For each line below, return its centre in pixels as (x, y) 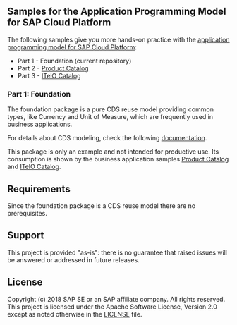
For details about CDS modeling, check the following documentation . (107, 138)
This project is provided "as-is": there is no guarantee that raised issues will (117, 252)
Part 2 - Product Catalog (53, 68)
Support (26, 235)
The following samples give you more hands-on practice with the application (119, 39)
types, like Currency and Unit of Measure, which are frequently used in (110, 117)
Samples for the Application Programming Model (117, 12)
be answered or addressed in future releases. (73, 259)
